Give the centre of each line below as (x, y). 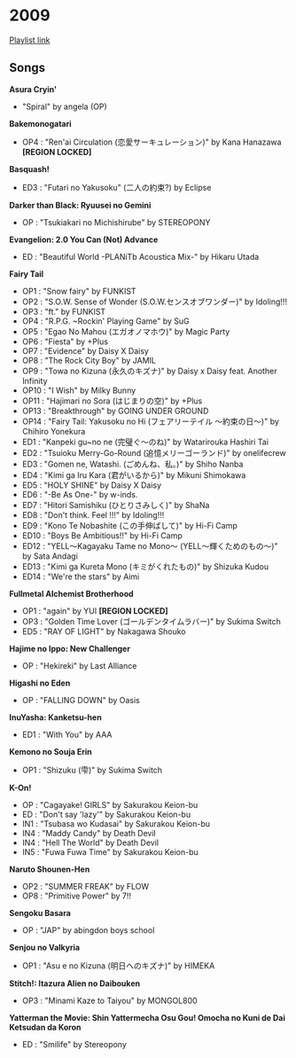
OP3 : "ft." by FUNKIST (64, 311)
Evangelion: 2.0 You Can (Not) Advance (84, 239)
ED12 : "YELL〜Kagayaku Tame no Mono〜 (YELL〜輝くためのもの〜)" (150, 545)
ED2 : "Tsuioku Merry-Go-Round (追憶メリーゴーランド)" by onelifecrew (154, 452)
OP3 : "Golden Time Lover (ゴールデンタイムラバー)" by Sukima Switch (152, 621)
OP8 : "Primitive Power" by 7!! (76, 896)
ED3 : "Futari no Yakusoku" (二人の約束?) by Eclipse (117, 187)
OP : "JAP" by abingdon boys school (88, 930)
